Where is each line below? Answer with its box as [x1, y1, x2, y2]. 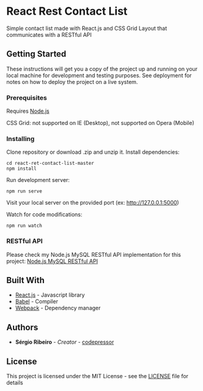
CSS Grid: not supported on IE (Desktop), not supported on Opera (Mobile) [6, 120, 194, 127]
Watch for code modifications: [6, 211, 83, 218]
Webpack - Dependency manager [15, 305, 101, 312]
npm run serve [6, 188, 43, 194]
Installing [6, 134, 35, 143]
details [6, 379, 23, 387]
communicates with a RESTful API [6, 31, 92, 38]
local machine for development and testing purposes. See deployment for [6, 72, 192, 79]
